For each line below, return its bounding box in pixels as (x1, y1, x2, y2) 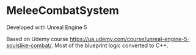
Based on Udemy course (6, 35, 69, 42)
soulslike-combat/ (6, 42, 52, 49)
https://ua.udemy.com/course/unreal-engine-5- (70, 35, 191, 42)
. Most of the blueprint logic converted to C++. (51, 42, 169, 49)
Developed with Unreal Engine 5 (6, 24, 87, 31)
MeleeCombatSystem (6, 4, 119, 18)
